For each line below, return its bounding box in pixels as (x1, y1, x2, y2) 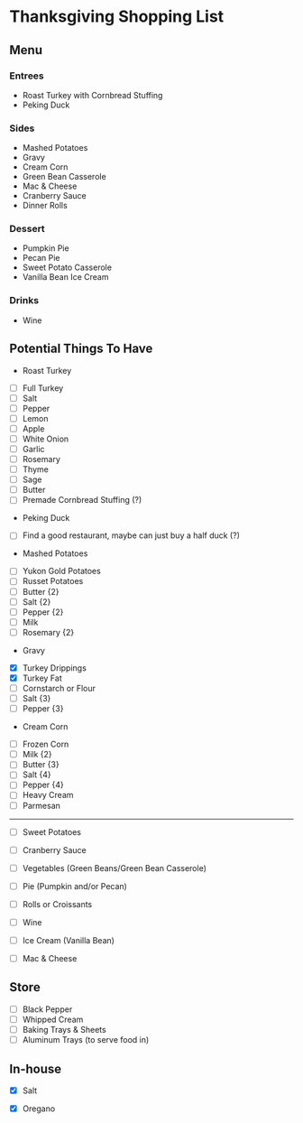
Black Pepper (22, 1004, 73, 1015)
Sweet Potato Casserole (22, 262, 113, 273)
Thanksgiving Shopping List (9, 6, 225, 27)
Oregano (22, 1103, 56, 1114)
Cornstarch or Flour (22, 682, 96, 693)
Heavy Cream (22, 790, 74, 801)
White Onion (22, 433, 69, 444)
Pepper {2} (22, 607, 64, 617)
